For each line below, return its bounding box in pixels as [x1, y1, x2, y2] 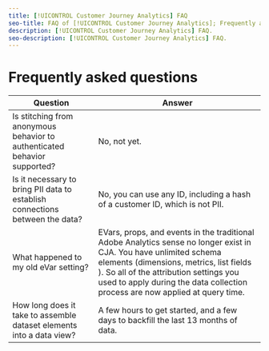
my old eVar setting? [12, 261, 90, 273]
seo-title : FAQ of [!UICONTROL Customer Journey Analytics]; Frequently [8, 19, 256, 27]
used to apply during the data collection [98, 277, 248, 288]
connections [12, 204, 59, 215]
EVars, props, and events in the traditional [98, 227, 255, 238]
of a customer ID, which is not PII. [98, 199, 224, 210]
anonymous [12, 121, 57, 132]
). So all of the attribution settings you [98, 267, 239, 278]
